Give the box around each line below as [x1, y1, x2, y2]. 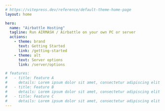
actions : [9, 35, 28, 39]
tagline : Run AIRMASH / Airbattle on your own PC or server [9, 30, 136, 35]
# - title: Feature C [5, 94, 54, 99]
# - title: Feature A [5, 75, 54, 80]
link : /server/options [18, 62, 65, 67]
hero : [5, 21, 16, 26]
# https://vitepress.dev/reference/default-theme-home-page [5, 7, 132, 12]
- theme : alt [14, 53, 41, 58]
